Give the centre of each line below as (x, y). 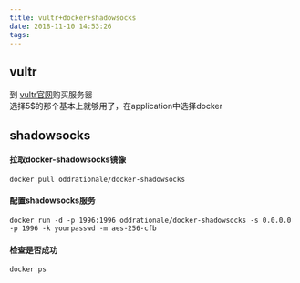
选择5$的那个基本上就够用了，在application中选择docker (116, 106)
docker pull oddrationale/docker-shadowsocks (97, 179)
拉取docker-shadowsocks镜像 (67, 159)
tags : (20, 35)
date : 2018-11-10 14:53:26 (61, 26)
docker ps (28, 269)
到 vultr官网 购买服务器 (51, 95)
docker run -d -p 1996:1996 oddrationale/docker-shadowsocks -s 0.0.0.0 (150, 220)
